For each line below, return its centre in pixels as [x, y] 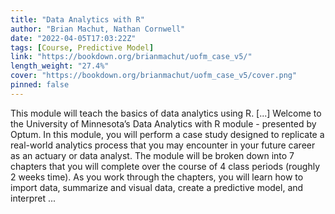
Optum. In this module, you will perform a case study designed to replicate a [167, 134]
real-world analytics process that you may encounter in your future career [163, 145]
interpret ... [33, 198]
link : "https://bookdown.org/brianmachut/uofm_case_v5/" [131, 57]
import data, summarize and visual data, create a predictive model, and [157, 187]
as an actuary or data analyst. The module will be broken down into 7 [152, 155]
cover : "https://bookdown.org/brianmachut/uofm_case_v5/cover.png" [154, 76]
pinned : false [40, 85]
